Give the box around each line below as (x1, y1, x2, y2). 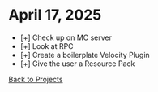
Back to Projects (8, 74, 63, 84)
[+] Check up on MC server (19, 33, 112, 42)
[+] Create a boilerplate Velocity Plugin (19, 50, 150, 59)
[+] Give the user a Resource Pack (19, 59, 135, 68)
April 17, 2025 (8, 6, 102, 24)
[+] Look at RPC (19, 41, 75, 50)
